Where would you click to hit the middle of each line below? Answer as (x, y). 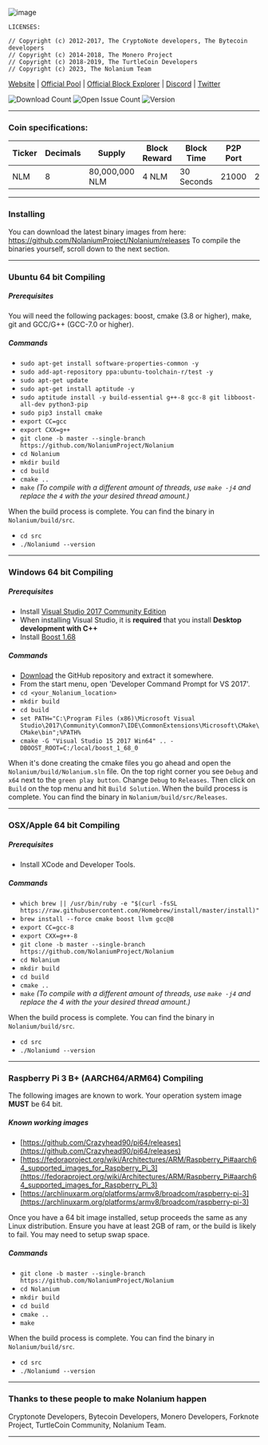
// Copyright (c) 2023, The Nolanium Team (80, 69)
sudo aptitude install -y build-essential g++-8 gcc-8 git (120, 398)
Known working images (49, 1123)
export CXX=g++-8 (49, 936)
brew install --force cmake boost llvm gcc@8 (97, 919)
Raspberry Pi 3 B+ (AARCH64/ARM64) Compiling (106, 1079)
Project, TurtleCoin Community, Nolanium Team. (87, 1425)
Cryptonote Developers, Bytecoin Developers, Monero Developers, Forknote (134, 1416)
